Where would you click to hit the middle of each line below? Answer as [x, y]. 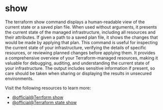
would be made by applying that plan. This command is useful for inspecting [81, 42]
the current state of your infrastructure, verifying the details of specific [76, 47]
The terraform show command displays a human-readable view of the [75, 22]
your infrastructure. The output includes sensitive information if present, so [80, 68]
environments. [19, 79]
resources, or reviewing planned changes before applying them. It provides [80, 53]
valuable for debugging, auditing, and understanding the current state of [77, 63]
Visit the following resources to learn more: [48, 88]
